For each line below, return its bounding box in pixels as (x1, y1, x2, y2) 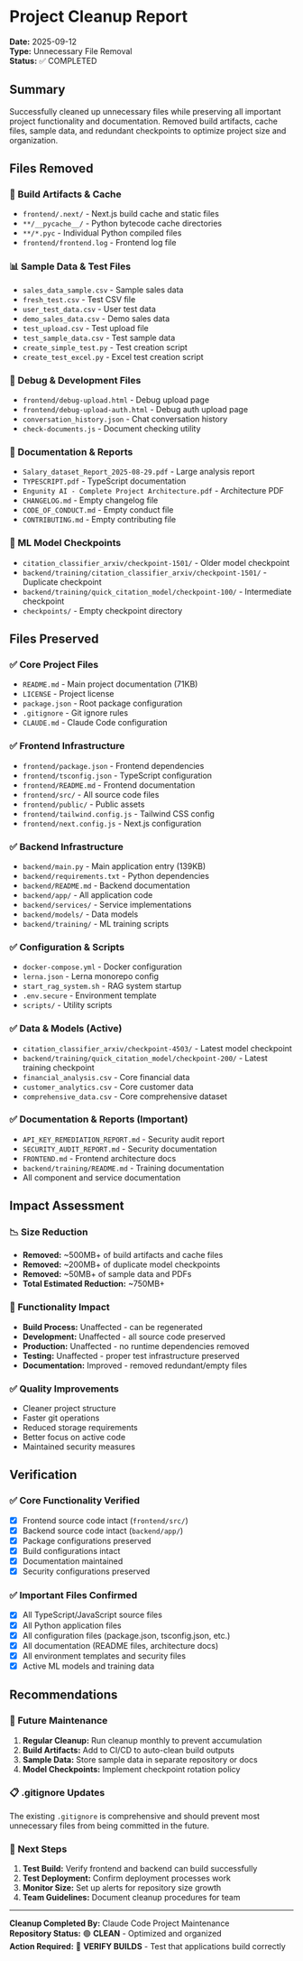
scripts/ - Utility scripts (22, 1000, 113, 1011)
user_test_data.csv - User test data (22, 303, 156, 314)
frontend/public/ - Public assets (22, 799, 145, 809)
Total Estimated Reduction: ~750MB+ (22, 1279, 165, 1290)
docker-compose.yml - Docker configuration (22, 961, 183, 972)
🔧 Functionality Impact (9, 1301, 110, 1314)
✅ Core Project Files (9, 658, 99, 671)
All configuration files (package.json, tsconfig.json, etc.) (22, 1630, 231, 1641)
